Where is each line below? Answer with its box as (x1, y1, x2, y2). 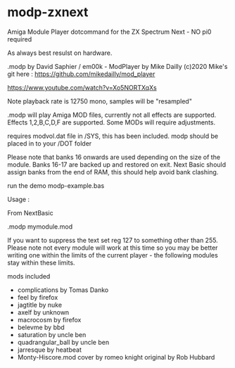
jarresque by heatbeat (17, 345, 82, 354)
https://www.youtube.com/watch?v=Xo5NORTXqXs (7, 83, 157, 91)
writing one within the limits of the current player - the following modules (7, 250, 218, 259)
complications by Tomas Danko (17, 286, 109, 294)
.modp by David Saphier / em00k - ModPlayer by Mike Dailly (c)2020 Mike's (7, 62, 228, 70)
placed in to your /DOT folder (7, 139, 92, 148)
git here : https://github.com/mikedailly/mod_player (7, 70, 155, 78)
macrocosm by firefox (17, 315, 82, 324)
